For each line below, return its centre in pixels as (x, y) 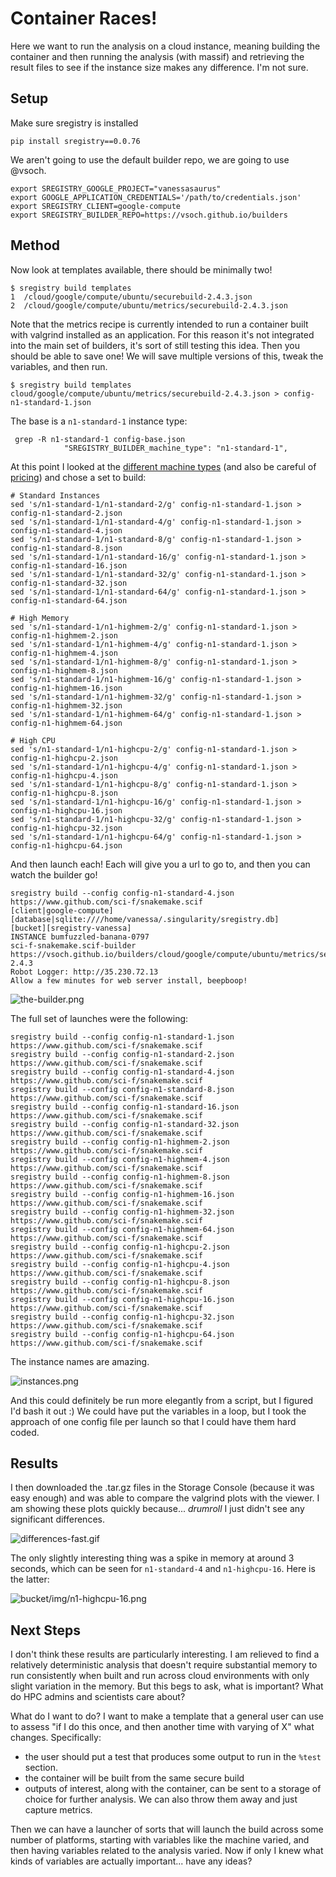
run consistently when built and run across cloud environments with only (160, 1676)
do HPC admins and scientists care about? (98, 1697)
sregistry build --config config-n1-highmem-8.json (120, 1177)
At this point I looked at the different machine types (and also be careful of (163, 466)
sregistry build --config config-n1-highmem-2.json (120, 1142)
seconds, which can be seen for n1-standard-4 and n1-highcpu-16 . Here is (163, 1569)
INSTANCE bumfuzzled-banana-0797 (80, 937)
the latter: (30, 1579)
